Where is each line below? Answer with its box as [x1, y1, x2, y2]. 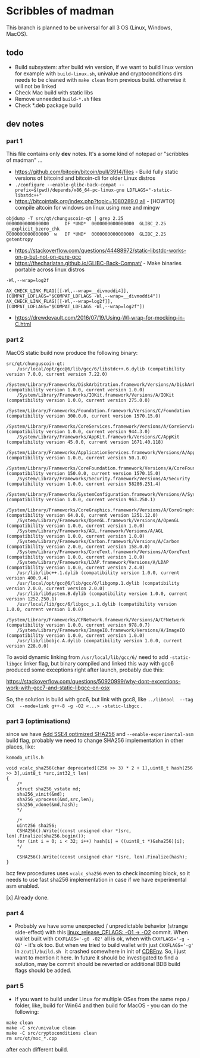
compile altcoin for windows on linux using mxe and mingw [14, 204, 160, 211]
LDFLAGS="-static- [127, 187, 173, 194]
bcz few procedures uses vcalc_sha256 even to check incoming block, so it [6, 870, 190, 877]
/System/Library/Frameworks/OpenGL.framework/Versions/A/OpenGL [17, 517, 180, 523]
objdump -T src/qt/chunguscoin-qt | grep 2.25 [6, 216, 124, 222]
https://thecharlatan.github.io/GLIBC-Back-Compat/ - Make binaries [14, 260, 182, 267]
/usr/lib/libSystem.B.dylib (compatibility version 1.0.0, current [17, 590, 187, 597]
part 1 [6, 137, 23, 145]
